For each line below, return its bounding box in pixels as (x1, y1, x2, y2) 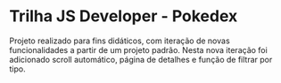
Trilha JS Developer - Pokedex (9, 6, 238, 26)
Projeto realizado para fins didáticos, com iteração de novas (9, 35, 230, 46)
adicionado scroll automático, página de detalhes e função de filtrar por (9, 54, 273, 64)
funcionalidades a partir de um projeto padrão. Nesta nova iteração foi (9, 44, 268, 55)
